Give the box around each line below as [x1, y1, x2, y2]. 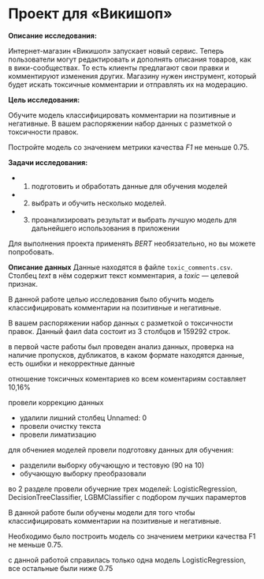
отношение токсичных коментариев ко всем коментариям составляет [8, 374, 247, 383]
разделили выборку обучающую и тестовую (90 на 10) [19, 460, 205, 470]
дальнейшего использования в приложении [31, 223, 180, 233]
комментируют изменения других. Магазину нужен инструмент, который [8, 71, 257, 81]
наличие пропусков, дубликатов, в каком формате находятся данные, [8, 350, 244, 359]
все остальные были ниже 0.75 [8, 563, 113, 573]
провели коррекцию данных [8, 397, 104, 407]
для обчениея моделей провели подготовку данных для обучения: [8, 445, 234, 454]
